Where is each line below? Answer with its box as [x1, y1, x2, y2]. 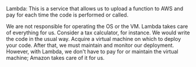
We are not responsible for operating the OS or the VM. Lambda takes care [6, 23, 188, 30]
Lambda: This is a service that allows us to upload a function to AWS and [6, 5, 184, 12]
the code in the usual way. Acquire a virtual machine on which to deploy [6, 36, 181, 42]
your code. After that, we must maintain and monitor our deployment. [6, 42, 174, 49]
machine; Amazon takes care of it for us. [6, 55, 105, 61]
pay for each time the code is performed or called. [6, 11, 129, 18]
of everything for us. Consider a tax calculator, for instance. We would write [6, 29, 190, 36]
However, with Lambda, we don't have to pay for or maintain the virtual [6, 48, 178, 55]
